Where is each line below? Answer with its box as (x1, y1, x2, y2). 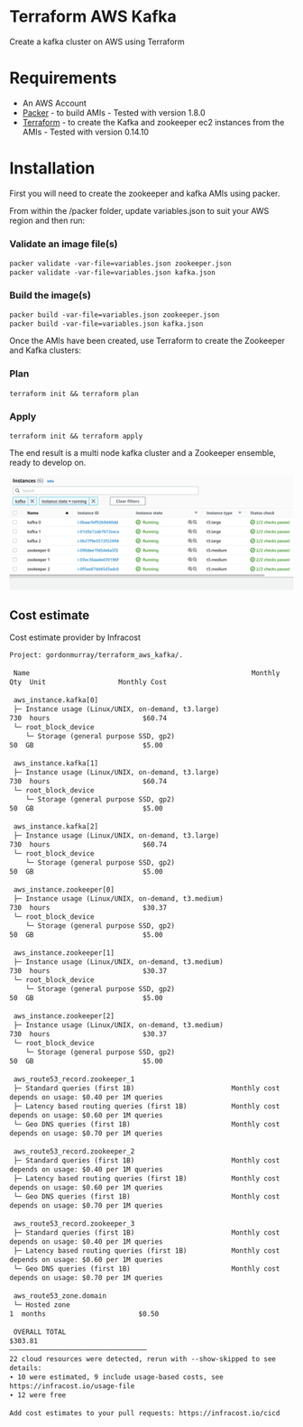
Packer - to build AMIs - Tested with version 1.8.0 (22, 107, 206, 118)
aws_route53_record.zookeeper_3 (13, 1219, 135, 1228)
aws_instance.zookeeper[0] (13, 885, 115, 894)
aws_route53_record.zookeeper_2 (13, 1146, 135, 1156)
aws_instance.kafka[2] (13, 821, 99, 831)
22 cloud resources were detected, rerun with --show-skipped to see (9, 1354, 277, 1364)
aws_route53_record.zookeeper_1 (13, 1074, 135, 1084)
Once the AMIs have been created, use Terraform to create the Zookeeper (9, 336, 286, 347)
